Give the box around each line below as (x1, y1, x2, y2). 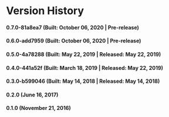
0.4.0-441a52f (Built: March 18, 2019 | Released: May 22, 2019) (6, 64, 163, 71)
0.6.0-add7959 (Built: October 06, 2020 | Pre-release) (6, 37, 141, 45)
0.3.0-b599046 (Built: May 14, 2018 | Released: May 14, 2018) (6, 78, 160, 85)
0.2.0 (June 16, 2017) (6, 91, 59, 98)
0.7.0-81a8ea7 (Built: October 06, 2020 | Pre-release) (6, 24, 140, 31)
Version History (6, 4, 84, 18)
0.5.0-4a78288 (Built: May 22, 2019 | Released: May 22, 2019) (6, 51, 161, 58)
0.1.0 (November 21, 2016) (6, 105, 72, 112)
